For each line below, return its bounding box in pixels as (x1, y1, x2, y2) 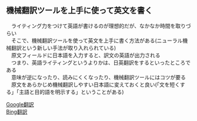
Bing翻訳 (6, 108, 28, 115)
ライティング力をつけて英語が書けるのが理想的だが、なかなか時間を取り (11, 22, 186, 29)
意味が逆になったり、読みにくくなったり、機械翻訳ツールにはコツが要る (11, 73, 186, 80)
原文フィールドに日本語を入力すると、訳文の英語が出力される (11, 52, 161, 59)
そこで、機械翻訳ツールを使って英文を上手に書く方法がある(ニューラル (11, 37, 183, 44)
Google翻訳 (6, 100, 34, 107)
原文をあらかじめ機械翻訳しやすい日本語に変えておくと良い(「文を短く (11, 81, 181, 88)
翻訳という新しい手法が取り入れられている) (11, 44, 116, 51)
